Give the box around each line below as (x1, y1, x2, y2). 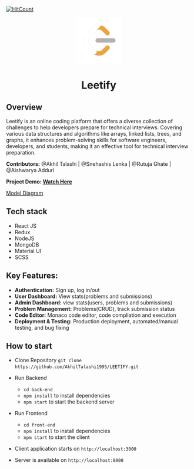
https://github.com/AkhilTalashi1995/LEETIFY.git (14, 364, 139, 370)
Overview (6, 102, 43, 112)
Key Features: (6, 271, 58, 281)
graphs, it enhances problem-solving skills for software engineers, (6, 136, 167, 143)
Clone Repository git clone (14, 357, 82, 364)
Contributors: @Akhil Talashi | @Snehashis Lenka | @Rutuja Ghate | (6, 160, 172, 168)
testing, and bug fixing (14, 324, 69, 331)
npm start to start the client (23, 434, 90, 441)
